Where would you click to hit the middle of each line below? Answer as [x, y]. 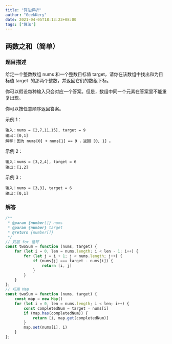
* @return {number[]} [30, 232]
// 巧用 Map [17, 289]
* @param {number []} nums [35, 223]
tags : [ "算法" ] [21, 24]
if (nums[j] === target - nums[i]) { [73, 261]
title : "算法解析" [24, 10]
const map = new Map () [39, 299]
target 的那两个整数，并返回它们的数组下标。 [63, 80]
